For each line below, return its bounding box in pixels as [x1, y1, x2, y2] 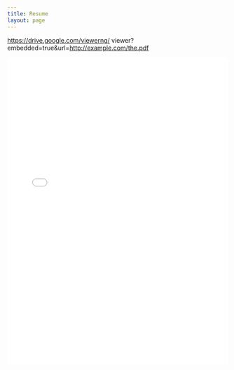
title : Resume [7, 10, 49, 18]
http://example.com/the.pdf [69, 43, 149, 52]
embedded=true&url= [7, 43, 70, 52]
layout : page [7, 17, 46, 24]
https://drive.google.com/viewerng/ [7, 36, 110, 44]
